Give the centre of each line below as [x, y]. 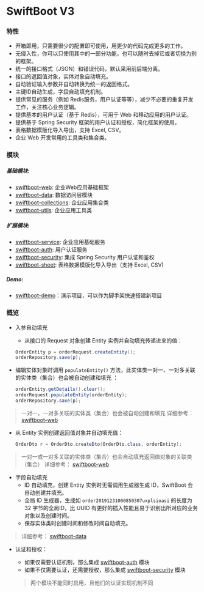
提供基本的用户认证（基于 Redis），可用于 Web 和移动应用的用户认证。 [103, 115]
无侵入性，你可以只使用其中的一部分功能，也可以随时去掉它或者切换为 [103, 54]
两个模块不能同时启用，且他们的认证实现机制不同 [92, 583]
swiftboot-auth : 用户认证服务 [51, 250]
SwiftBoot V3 [40, 11]
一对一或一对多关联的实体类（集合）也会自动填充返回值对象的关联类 [107, 456]
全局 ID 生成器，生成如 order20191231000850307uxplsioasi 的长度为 [108, 500]
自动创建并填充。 [46, 492]
